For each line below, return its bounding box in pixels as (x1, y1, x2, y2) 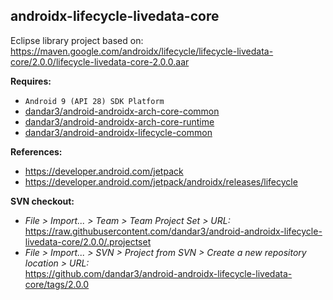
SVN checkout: (10, 195, 75, 207)
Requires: (10, 75, 52, 87)
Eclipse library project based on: (10, 34, 144, 46)
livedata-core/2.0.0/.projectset (24, 235, 152, 248)
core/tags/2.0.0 (24, 278, 90, 290)
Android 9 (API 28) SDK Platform (24, 96, 165, 106)
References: (10, 145, 63, 158)
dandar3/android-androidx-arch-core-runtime (24, 115, 215, 128)
